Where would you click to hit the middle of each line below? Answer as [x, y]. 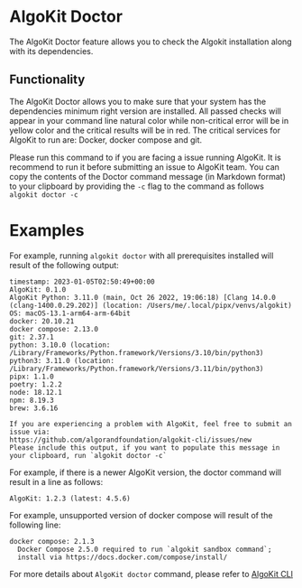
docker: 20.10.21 [42, 321]
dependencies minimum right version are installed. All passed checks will [145, 111]
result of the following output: [64, 265]
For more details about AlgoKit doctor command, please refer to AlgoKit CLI [151, 574]
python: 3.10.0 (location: [60, 345]
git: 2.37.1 [32, 337]
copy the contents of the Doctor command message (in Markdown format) [148, 176]
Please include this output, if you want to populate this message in [145, 448]
